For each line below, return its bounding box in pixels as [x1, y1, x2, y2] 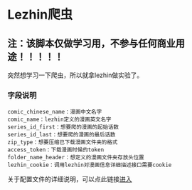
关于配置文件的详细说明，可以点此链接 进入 [7, 175, 132, 184]
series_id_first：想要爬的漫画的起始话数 [7, 124, 119, 131]
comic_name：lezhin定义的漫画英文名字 [7, 116, 112, 124]
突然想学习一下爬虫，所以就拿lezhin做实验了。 [7, 71, 144, 79]
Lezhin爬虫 [7, 6, 73, 23]
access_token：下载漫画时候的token [7, 146, 105, 154]
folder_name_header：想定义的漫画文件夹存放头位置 [7, 154, 144, 161]
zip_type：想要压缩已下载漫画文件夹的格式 [7, 139, 118, 146]
